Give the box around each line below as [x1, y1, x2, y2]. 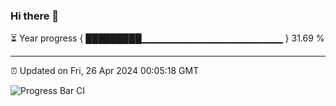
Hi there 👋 [10, 9, 60, 23]
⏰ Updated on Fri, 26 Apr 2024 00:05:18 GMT [10, 65, 200, 77]
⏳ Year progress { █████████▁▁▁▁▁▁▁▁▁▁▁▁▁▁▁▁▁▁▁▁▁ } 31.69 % [10, 32, 325, 44]
